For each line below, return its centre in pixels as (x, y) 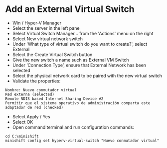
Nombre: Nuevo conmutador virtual (41, 90)
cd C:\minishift (22, 136)
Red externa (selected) (30, 94)
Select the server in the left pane (46, 28)
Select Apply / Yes (31, 116)
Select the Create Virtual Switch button (52, 54)
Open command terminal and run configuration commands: (73, 127)
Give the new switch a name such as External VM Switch (71, 60)
